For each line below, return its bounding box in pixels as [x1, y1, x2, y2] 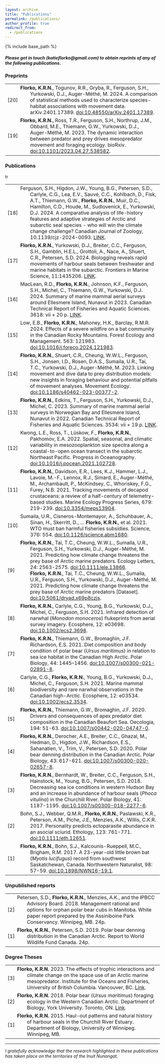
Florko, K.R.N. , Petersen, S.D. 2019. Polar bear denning [17, 926, 145, 933]
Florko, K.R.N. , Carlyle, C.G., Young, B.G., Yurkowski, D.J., [20, 603, 153, 609]
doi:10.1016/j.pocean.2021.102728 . [30, 460, 117, 467]
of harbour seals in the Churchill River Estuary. [27, 1018, 134, 1025]
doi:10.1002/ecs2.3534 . [30, 698, 88, 705]
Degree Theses [5, 953, 43, 960]
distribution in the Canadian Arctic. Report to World [27, 932, 144, 939]
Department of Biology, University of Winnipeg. [27, 1025, 136, 1032]
